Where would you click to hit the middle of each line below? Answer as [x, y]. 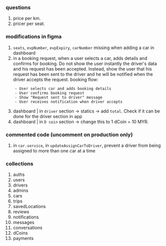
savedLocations [29, 206]
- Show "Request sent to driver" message [58, 97]
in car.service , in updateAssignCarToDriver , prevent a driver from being [87, 145]
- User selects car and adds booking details [63, 88]
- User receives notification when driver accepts [69, 101]
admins [21, 190]
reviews [21, 212]
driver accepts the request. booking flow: [56, 79]
